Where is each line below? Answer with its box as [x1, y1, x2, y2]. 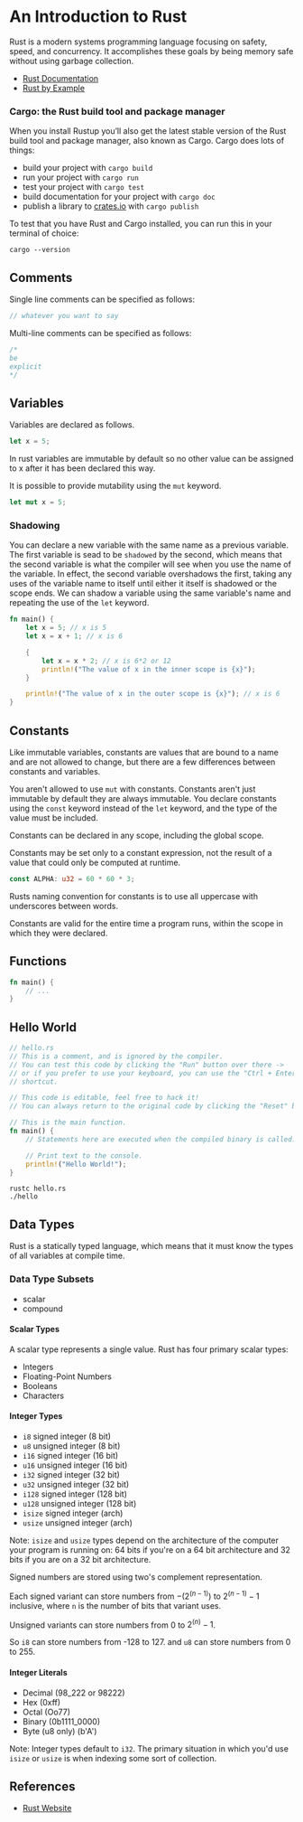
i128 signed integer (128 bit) [22, 1489, 128, 1499]
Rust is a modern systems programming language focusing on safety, [9, 36, 268, 47]
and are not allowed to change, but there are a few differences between [9, 756, 276, 767]
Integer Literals [9, 1667, 68, 1677]
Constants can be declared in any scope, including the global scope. [9, 830, 264, 841]
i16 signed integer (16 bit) [22, 1450, 119, 1460]
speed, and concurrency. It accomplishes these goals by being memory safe [9, 45, 294, 56]
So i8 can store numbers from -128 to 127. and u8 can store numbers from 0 [9, 1637, 291, 1648]
